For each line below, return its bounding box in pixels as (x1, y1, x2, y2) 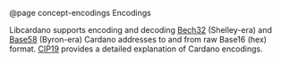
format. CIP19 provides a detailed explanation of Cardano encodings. (9, 43, 263, 54)
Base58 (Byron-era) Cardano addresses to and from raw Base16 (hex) (9, 35, 267, 44)
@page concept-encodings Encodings (9, 8, 152, 18)
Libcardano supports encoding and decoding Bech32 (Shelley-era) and (9, 25, 273, 35)
